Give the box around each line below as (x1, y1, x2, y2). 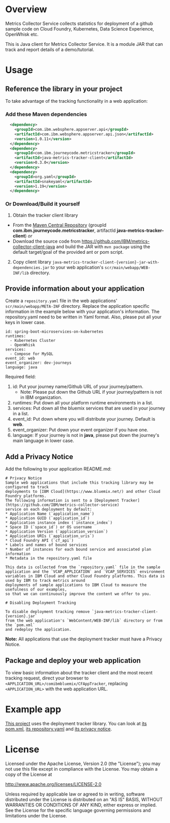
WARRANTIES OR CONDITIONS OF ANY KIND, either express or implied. (5, 802, 157, 808)
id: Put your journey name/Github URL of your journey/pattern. (12, 384, 144, 390)
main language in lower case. (12, 437, 74, 444)
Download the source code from (12, 238, 81, 244)
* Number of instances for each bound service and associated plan (5, 547, 152, 552)
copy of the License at (5, 771, 52, 777)
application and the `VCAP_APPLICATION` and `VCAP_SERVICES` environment (5, 569, 165, 574)
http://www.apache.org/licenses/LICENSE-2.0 (5, 781, 102, 787)
